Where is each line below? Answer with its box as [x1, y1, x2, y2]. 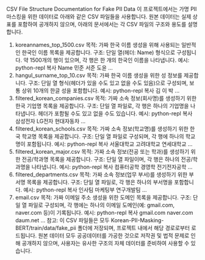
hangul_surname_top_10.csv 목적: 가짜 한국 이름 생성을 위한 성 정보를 [15, 72, 183, 79]
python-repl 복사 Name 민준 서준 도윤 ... [15, 64, 113, 71]
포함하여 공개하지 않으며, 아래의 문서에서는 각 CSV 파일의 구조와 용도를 [17, 21, 187, 27]
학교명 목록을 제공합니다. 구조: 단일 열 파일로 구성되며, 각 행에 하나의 [21, 133, 184, 140]
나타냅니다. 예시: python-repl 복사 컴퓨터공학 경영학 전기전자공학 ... [31, 164, 193, 170]
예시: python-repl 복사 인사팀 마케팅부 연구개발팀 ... [23, 186, 147, 193]
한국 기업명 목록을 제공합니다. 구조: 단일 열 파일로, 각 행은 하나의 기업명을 [15, 103, 189, 109]
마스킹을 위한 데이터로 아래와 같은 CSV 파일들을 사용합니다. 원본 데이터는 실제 [6, 13, 192, 20]
